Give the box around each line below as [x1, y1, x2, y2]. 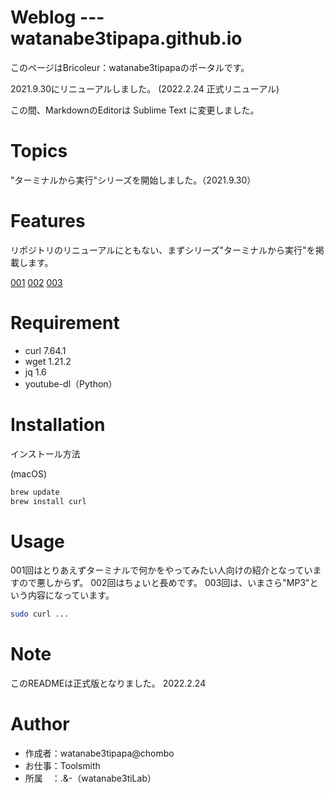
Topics [10, 140, 68, 163]
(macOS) [10, 467, 48, 480]
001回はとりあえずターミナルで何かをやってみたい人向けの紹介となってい [10, 564, 313, 576]
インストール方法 [10, 447, 81, 460]
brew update [10, 487, 60, 497]
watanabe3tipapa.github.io [10, 27, 243, 50]
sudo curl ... [10, 609, 70, 620]
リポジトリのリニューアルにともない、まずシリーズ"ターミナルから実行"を [10, 244, 316, 256]
